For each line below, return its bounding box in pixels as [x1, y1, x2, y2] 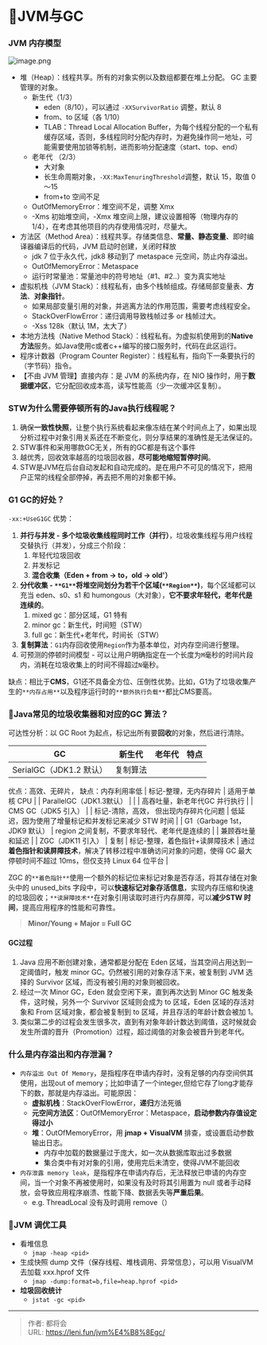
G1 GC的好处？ [8, 494, 65, 505]
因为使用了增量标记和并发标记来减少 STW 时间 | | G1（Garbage [21, 817, 228, 826]
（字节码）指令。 [19, 361, 76, 371]
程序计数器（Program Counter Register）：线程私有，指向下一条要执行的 [19, 351, 256, 361]
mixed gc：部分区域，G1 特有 [31, 610, 128, 620]
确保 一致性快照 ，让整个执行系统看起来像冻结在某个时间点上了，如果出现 [19, 423, 257, 432]
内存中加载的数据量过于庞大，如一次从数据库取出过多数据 [43, 1148, 232, 1157]
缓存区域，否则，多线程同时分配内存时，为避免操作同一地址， [43, 132, 246, 142]
